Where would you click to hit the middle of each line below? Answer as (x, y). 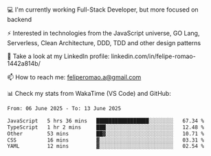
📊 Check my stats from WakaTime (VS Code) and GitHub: (89, 93)
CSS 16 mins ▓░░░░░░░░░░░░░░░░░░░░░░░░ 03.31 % (106, 140)
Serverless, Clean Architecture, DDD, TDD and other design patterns (104, 43)
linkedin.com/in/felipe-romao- (153, 56)
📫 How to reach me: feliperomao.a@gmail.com (74, 77)
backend (20, 19)
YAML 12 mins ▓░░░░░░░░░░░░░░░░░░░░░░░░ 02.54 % (106, 146)
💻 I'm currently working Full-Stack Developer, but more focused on (103, 10)
